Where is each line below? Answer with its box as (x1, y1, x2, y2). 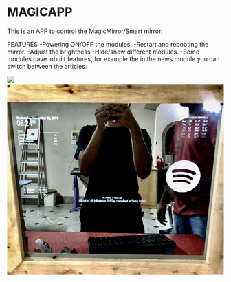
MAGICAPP (7, 4, 73, 20)
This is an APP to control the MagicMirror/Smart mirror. (7, 27, 163, 35)
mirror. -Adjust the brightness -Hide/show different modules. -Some (7, 47, 200, 56)
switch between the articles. (7, 62, 87, 70)
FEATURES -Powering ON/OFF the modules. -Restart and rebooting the (7, 40, 209, 48)
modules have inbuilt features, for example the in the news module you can (7, 54, 220, 63)
